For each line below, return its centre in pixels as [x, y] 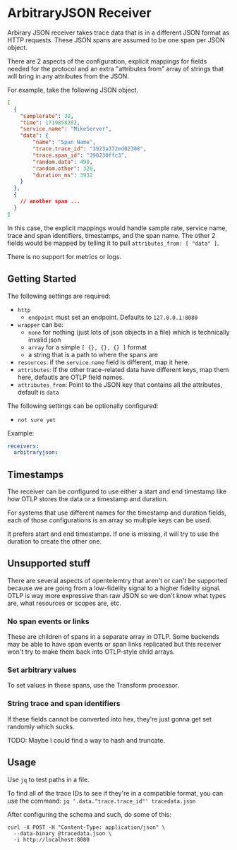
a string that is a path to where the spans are [93, 354]
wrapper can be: [40, 324]
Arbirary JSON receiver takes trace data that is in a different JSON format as [119, 32]
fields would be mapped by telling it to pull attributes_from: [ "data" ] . [113, 243]
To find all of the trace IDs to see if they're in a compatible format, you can [115, 793]
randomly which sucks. [41, 726]
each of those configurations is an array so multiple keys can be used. [109, 520]
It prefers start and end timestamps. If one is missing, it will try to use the [113, 534]
